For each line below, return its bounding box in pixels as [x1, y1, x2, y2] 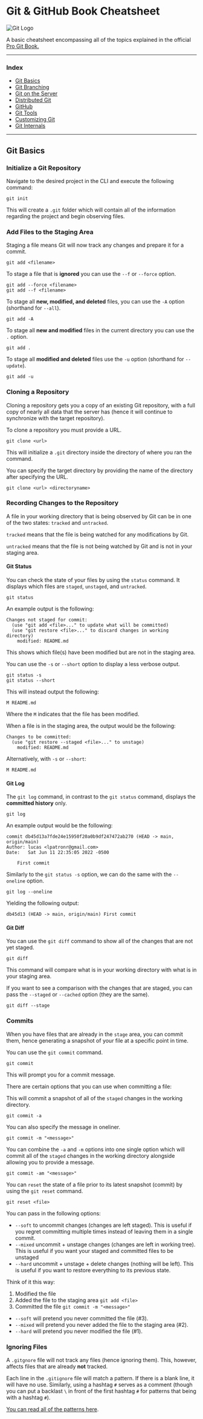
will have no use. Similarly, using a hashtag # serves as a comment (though [6, 1381, 193, 1389]
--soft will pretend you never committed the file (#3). [14, 1314, 149, 1322]
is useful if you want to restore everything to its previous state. [14, 1266, 171, 1274]
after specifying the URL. [6, 473, 68, 480]
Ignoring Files [6, 1343, 48, 1351]
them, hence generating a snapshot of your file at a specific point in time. [6, 1037, 189, 1044]
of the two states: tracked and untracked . [6, 519, 109, 526]
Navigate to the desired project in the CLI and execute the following [6, 177, 174, 184]
